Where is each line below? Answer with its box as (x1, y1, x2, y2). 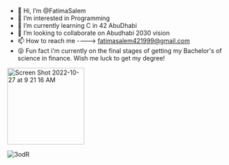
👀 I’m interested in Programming (17, 14, 110, 22)
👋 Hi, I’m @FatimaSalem (17, 7, 87, 15)
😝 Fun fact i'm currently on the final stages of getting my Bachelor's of (17, 47, 222, 55)
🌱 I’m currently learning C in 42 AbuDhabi (17, 22, 138, 29)
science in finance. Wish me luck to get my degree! (17, 54, 165, 62)
